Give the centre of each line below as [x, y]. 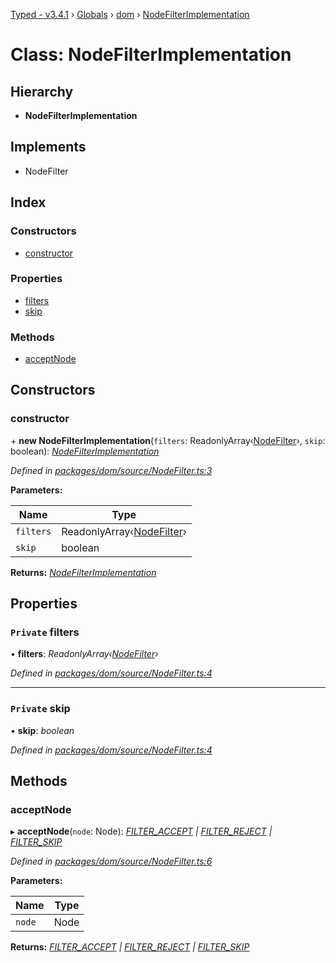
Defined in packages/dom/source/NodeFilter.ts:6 [111, 861]
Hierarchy [42, 91]
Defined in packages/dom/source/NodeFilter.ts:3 [111, 470]
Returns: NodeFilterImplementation [83, 572]
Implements [48, 147]
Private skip [40, 709]
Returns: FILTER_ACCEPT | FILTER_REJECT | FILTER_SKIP [130, 947]
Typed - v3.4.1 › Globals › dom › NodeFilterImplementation [130, 14]
